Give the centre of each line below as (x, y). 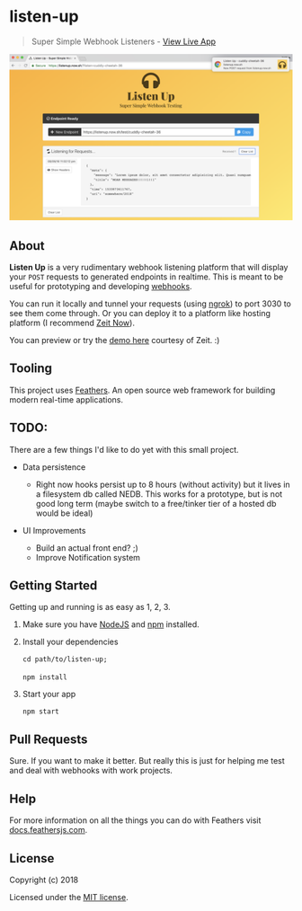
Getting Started (53, 586)
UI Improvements (54, 530)
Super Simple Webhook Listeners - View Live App (124, 41)
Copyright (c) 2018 (44, 880)
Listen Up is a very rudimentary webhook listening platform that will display (149, 268)
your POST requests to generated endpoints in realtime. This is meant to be (147, 277)
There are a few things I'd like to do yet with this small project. (124, 449)
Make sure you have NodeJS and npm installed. (111, 624)
